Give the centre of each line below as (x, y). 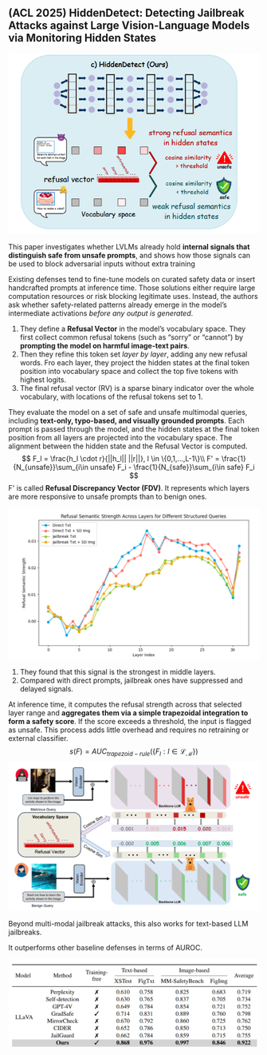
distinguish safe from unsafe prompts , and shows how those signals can (130, 256)
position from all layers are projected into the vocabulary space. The (120, 438)
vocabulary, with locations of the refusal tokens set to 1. (111, 397)
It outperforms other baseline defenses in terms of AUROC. (106, 947)
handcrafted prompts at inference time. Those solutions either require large (132, 288)
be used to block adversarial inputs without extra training (102, 264)
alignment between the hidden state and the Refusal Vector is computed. (128, 446)
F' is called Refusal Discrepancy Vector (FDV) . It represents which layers (129, 488)
